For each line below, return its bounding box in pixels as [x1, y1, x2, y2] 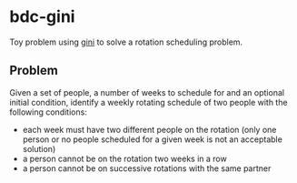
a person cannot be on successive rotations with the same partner [22, 162, 272, 174]
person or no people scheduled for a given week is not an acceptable [22, 134, 283, 145]
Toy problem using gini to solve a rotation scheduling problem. [9, 36, 243, 47]
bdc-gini [9, 6, 75, 27]
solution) [22, 143, 56, 154]
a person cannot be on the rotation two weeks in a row [22, 153, 227, 164]
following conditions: [9, 107, 88, 117]
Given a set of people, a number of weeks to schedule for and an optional [9, 86, 284, 97]
